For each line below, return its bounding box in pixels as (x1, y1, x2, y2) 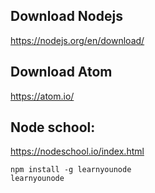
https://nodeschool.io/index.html (10, 145, 145, 158)
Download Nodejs (10, 8, 123, 25)
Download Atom (10, 64, 113, 81)
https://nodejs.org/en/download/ (10, 34, 145, 46)
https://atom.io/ (10, 90, 75, 102)
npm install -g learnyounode (10, 165, 132, 175)
